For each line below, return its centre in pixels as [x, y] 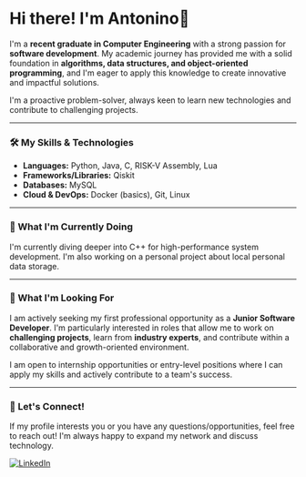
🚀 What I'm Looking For [62, 298]
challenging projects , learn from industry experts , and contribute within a [149, 337]
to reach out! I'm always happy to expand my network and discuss [134, 436]
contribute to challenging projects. [74, 109]
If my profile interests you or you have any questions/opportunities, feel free [152, 426]
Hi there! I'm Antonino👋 [100, 19]
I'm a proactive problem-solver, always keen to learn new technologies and [150, 100]
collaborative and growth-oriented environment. [99, 347]
